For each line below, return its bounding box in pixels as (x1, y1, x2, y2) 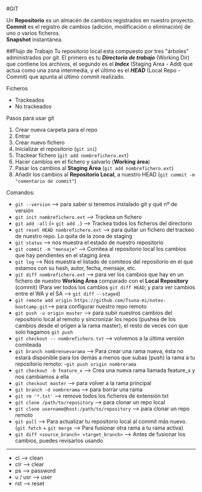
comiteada (14, 341, 41, 348)
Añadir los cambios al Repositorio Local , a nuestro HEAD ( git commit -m (14, 171, 195, 178)
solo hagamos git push (14, 328, 73, 336)
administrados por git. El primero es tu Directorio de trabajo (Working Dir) (6, 54, 190, 61)
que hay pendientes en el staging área (14, 252, 110, 259)
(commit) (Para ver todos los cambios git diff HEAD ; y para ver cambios (14, 284, 195, 291)
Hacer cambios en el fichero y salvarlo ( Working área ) (14, 158, 150, 165)
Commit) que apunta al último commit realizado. (6, 73, 125, 80)
